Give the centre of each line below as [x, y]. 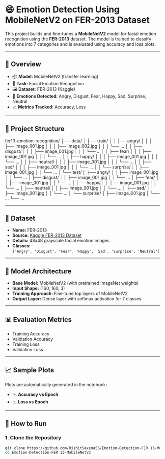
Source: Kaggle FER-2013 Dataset [47, 235]
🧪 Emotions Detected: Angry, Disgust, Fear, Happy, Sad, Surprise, [79, 96]
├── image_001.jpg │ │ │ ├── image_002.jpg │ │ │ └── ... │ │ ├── [74, 146]
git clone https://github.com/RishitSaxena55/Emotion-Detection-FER [77, 448]
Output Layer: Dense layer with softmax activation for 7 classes [77, 299]
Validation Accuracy [32, 339]
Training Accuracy [31, 334]
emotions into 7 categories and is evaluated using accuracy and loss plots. [81, 44]
